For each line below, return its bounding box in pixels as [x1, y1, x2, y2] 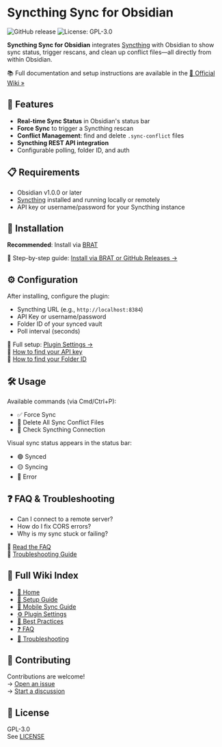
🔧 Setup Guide [16, 595, 58, 603]
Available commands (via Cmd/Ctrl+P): [7, 397, 117, 405]
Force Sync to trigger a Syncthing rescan [16, 124, 134, 132]
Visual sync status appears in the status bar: [7, 439, 132, 446]
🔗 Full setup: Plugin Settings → [7, 340, 94, 349]
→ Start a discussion [7, 687, 66, 696]
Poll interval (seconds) [16, 327, 81, 335]
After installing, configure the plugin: [7, 292, 110, 301]
